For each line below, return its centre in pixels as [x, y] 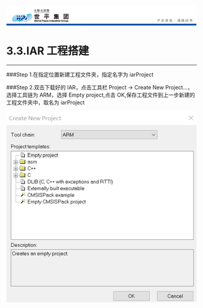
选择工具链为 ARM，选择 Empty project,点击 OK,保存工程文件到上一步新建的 [101, 95]
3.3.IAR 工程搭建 [48, 51]
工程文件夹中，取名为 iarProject [46, 103]
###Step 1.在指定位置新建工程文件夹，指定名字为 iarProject [80, 75]
